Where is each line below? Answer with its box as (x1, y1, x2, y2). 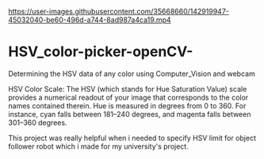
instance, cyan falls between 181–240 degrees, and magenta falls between (8, 109, 251, 119)
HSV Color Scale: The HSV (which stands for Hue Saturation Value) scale (8, 84, 247, 93)
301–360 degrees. (8, 118, 67, 127)
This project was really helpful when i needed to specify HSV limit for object (8, 133, 256, 142)
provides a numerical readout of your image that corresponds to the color (8, 93, 249, 102)
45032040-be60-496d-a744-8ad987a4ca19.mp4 (8, 15, 172, 25)
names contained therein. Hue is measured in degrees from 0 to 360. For (8, 100, 247, 110)
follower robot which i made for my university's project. (8, 142, 189, 151)
